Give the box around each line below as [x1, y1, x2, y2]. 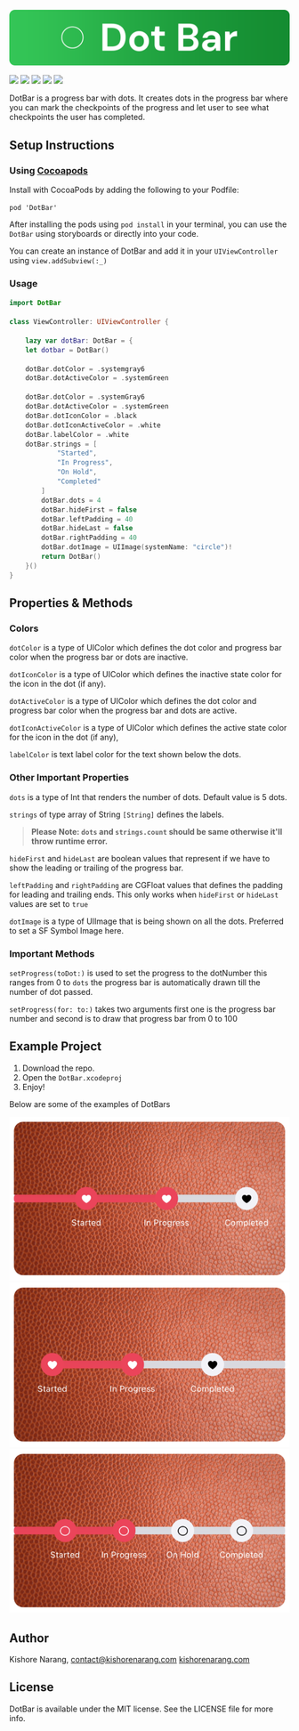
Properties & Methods [9, 595, 133, 611]
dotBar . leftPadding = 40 [41, 514, 133, 523]
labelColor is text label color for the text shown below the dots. [9, 749, 242, 760]
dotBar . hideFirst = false [41, 505, 138, 514]
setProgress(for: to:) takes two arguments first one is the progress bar [9, 1003, 276, 1015]
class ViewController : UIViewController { [9, 318, 169, 327]
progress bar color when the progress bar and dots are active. [9, 705, 238, 716]
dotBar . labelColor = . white [25, 430, 129, 439]
